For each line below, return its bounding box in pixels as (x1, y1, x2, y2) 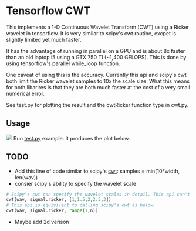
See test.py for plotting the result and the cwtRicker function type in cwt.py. (6, 101, 189, 108)
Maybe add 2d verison (14, 219, 69, 226)
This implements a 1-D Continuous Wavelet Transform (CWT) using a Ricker (6, 24, 190, 31)
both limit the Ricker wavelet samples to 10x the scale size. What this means (6, 78, 190, 85)
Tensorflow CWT (6, 4, 91, 18)
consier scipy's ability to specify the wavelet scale (14, 180, 137, 187)
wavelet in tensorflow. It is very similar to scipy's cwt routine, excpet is (6, 29, 177, 36)
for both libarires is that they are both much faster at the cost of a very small (6, 83, 191, 91)
